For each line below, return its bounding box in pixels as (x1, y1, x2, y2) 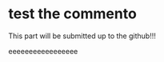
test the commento (8, 5, 138, 23)
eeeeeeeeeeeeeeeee (8, 46, 78, 56)
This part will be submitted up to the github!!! (8, 31, 156, 41)
